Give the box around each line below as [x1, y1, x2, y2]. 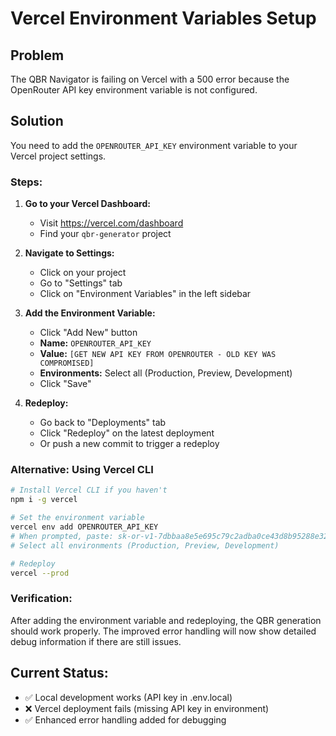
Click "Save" [39, 378, 92, 390]
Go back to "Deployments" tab [39, 417, 167, 429]
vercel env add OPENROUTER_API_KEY [10, 522, 159, 532]
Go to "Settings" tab [39, 277, 123, 289]
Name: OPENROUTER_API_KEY [39, 337, 152, 349]
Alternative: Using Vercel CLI [10, 463, 154, 477]
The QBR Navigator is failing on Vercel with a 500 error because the [10, 73, 290, 85]
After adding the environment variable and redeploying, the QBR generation [10, 614, 322, 626]
